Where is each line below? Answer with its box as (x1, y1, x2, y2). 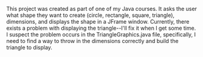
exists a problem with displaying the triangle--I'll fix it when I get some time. (6, 24, 196, 32)
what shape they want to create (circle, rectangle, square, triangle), (6, 12, 175, 19)
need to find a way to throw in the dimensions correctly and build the (6, 38, 179, 44)
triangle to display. (6, 44, 53, 51)
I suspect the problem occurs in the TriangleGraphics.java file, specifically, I (6, 31, 196, 38)
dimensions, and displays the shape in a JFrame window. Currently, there (6, 18, 190, 25)
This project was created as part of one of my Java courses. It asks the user (6, 5, 198, 12)
